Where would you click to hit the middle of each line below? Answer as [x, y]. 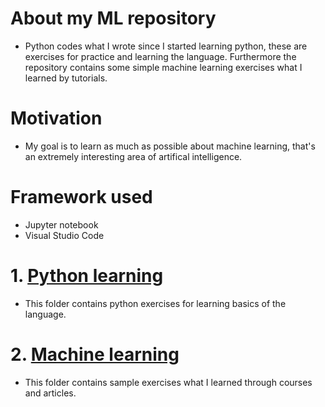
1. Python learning [87, 276]
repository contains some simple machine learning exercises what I [163, 67]
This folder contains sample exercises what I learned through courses [168, 382]
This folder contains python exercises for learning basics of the [155, 303]
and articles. [50, 393]
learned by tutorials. [66, 78]
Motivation [56, 118]
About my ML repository [113, 18]
